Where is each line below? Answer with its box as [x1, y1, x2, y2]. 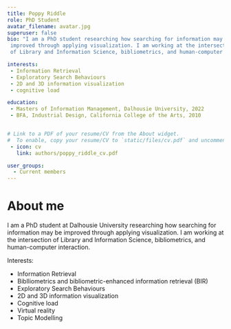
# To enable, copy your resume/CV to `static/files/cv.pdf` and [7, 137, 198, 143]
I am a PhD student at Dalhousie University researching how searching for [7, 221, 217, 230]
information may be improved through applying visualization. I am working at [7, 228, 224, 237]
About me [7, 198, 65, 214]
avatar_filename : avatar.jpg [7, 23, 91, 30]
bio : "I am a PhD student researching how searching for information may [7, 36, 223, 43]
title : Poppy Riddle [7, 10, 67, 17]
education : [7, 99, 38, 106]
